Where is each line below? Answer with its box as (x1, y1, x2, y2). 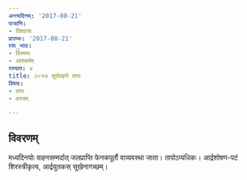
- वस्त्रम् (8, 94, 29, 103)
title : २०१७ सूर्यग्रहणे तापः (8, 72, 81, 80)
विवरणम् (8, 131, 39, 145)
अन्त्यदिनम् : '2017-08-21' (8, 11, 83, 20)
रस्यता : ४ (8, 65, 34, 73)
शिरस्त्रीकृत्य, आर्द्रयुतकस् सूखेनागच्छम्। (8, 162, 109, 172)
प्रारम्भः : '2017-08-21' (8, 34, 73, 43)
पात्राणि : (8, 19, 27, 27)
